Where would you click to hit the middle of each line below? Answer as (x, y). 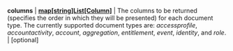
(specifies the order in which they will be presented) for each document (110, 18)
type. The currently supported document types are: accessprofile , (102, 25)
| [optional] (23, 40)
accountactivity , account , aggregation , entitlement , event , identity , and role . (117, 32)
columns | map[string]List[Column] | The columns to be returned (102, 11)
